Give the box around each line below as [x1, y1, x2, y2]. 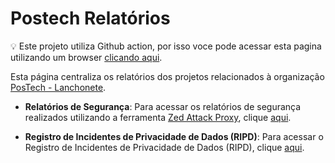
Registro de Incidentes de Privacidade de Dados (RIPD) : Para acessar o [24, 130, 324, 142]
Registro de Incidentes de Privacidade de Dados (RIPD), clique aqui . [24, 141, 305, 153]
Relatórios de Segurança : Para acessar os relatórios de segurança [24, 100, 302, 112]
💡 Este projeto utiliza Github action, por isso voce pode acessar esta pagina [10, 40, 322, 52]
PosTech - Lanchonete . [10, 81, 107, 93]
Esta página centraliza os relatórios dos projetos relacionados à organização [10, 70, 325, 82]
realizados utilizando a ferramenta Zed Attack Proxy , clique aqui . [24, 111, 292, 123]
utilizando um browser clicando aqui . [10, 51, 163, 63]
